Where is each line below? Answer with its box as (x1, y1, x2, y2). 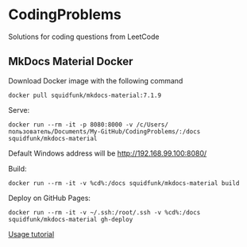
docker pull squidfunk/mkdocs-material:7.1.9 (8, 91, 161, 99)
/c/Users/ (136, 121, 169, 129)
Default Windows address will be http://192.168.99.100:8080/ (8, 149, 207, 158)
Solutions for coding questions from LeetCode (8, 32, 160, 41)
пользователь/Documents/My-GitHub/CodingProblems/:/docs (8, 127, 201, 136)
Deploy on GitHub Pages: (8, 193, 91, 203)
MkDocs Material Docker (8, 55, 133, 68)
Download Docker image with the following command (8, 75, 183, 85)
